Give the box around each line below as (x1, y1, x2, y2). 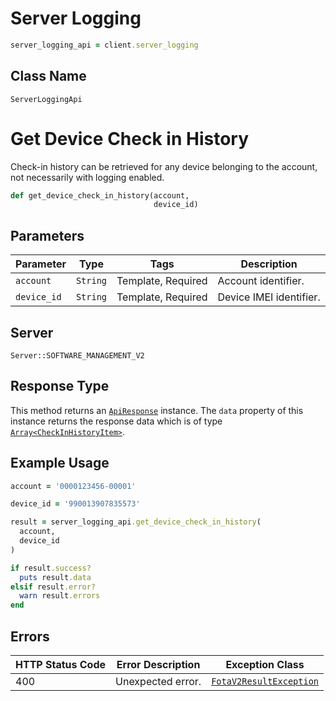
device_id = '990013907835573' (10, 499, 141, 509)
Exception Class (225, 658, 305, 671)
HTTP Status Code (15, 658, 107, 671)
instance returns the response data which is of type (10, 415, 223, 427)
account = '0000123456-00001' (10, 481, 137, 491)
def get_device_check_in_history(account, (10, 190, 190, 201)
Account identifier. (217, 274, 305, 288)
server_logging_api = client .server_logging (10, 40, 199, 50)
